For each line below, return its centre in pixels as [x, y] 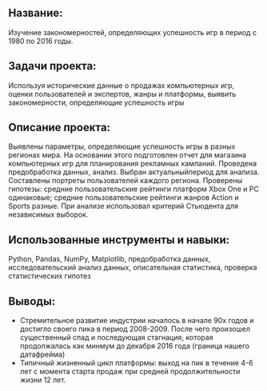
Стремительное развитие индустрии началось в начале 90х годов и [137, 321]
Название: [36, 13]
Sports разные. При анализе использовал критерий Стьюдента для [123, 206]
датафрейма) [42, 354]
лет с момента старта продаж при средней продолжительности [130, 372]
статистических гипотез [50, 276]
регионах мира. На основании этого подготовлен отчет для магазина [127, 155]
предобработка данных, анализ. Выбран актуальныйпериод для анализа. [134, 172]
